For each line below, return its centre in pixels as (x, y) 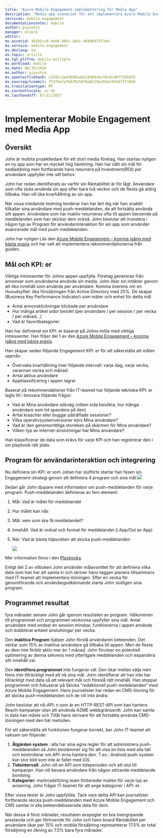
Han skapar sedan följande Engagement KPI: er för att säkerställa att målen (80, 351)
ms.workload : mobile (26, 64)
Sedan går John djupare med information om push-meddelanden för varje (79, 487)
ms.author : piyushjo (26, 73)
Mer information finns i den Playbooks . (44, 558)
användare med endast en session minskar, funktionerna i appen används (79, 625)
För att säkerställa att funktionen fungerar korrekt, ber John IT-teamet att (78, 730)
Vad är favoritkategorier (36, 322)
